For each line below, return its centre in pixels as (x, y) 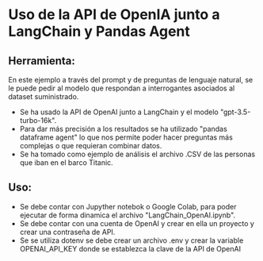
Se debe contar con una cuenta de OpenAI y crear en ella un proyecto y (137, 223)
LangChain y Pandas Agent (99, 31)
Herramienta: (42, 61)
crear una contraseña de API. (67, 232)
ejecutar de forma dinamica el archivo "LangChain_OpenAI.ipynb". (128, 215)
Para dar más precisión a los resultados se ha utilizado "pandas (123, 129)
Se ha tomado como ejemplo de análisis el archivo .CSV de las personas (137, 154)
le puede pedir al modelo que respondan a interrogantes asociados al (122, 88)
